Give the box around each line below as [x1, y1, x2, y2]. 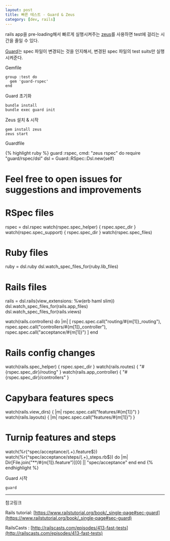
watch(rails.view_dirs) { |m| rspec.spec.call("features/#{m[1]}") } [5, 409, 140, 415]
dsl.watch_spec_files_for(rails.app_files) [5, 303, 89, 309]
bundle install [5, 103, 37, 108]
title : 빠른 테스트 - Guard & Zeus [5, 12, 75, 17]
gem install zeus [5, 127, 42, 132]
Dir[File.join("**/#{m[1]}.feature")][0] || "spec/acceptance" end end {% [5, 460, 153, 466]
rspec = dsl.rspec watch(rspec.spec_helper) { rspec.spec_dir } [5, 223, 136, 230]
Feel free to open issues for [5, 173, 122, 185]
